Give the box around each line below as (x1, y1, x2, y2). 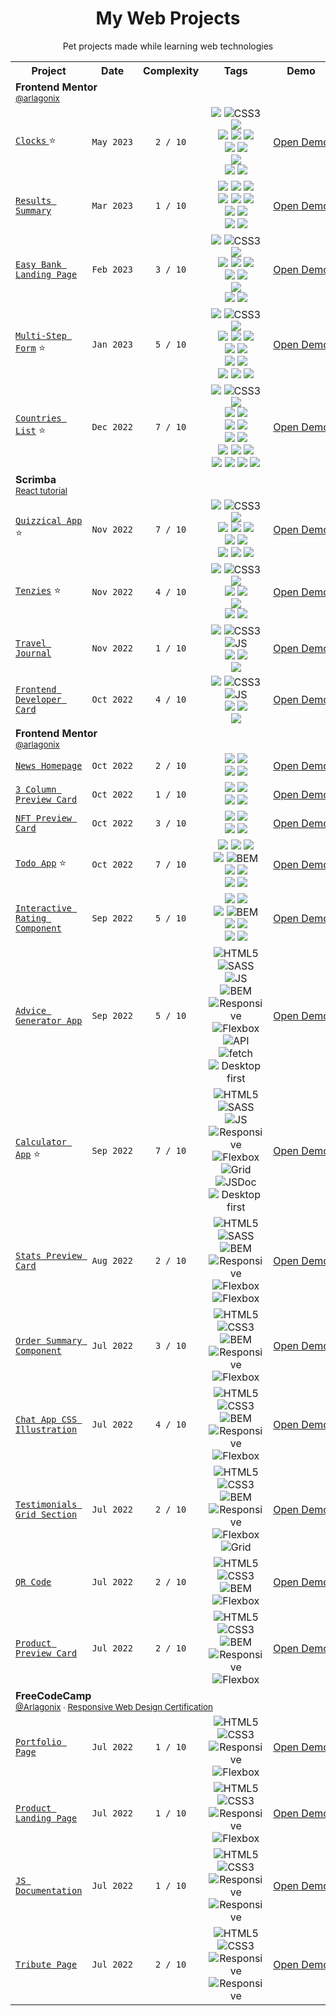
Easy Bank (15, 258, 62, 270)
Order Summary (15, 1335, 83, 1346)
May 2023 (91, 136, 133, 147)
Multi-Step (15, 330, 67, 342)
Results (15, 195, 52, 206)
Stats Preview (15, 1250, 83, 1261)
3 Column (15, 783, 57, 795)
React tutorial (15, 485, 68, 496)
